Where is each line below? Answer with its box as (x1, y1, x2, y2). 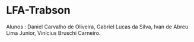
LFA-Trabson (6, 4, 71, 17)
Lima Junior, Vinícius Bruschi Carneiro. (6, 29, 101, 36)
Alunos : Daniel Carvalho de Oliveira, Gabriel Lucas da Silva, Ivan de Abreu (6, 23, 189, 30)
